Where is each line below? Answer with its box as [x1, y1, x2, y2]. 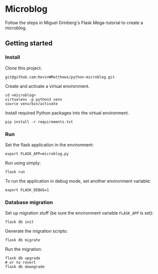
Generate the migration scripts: [5, 228, 68, 234]
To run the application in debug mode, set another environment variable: [5, 178, 151, 184]
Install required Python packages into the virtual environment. [5, 110, 130, 116]
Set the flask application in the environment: [5, 141, 94, 148]
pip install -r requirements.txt [5, 119, 73, 124]
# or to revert [5, 260, 36, 265]
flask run [5, 169, 25, 174]
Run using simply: [5, 160, 41, 165]
